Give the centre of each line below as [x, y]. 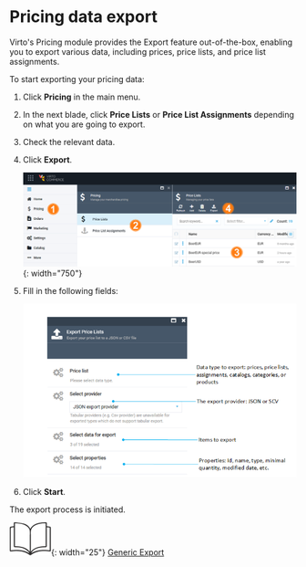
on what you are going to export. [84, 124]
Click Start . [44, 491]
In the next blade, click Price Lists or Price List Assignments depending [158, 114]
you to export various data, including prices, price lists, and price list [138, 51]
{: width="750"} [52, 273]
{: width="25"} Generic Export [108, 552]
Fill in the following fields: [70, 291]
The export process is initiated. [67, 509]
